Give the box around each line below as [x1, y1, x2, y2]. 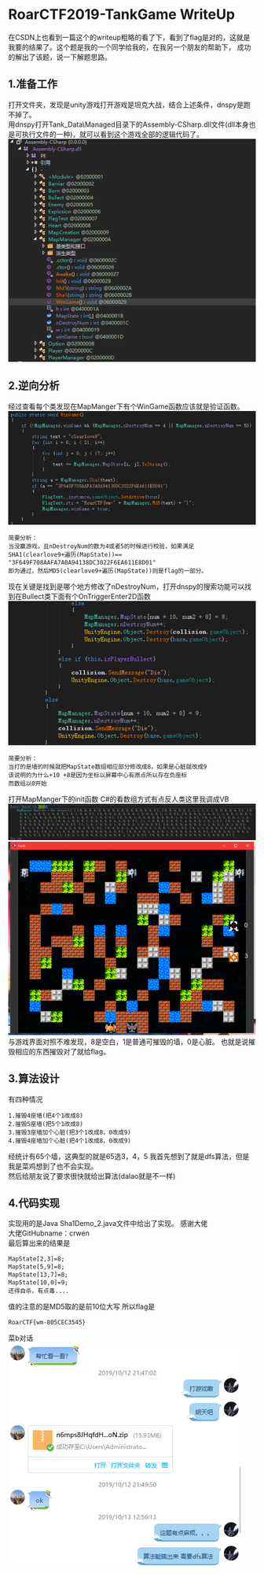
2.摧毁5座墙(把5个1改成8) [8, 1120, 84, 1128]
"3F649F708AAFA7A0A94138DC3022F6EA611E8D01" [8, 558, 156, 566]
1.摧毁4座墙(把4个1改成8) [8, 1112, 84, 1120]
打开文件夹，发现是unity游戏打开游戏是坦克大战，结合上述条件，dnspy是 [8, 100, 244, 109]
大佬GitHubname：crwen [8, 1228, 90, 1238]
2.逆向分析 [8, 380, 60, 393]
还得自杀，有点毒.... [8, 1287, 69, 1295]
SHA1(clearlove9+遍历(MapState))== [8, 550, 123, 558]
